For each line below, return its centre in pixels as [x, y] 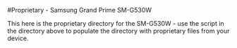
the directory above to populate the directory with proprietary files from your [119, 31]
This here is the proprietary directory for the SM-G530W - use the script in [116, 23]
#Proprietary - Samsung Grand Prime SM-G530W [80, 10]
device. [18, 38]
